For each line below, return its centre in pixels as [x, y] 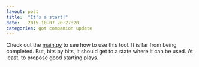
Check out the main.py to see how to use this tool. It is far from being [91, 45]
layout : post [22, 12]
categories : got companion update [49, 28]
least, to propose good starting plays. [52, 58]
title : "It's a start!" [37, 17]
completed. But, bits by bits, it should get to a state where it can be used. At [100, 52]
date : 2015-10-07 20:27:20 [43, 23]
